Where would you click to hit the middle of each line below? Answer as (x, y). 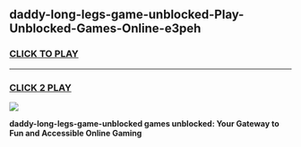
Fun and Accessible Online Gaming (76, 133)
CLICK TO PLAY (44, 54)
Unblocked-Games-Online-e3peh (105, 29)
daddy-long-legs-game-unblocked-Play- (127, 15)
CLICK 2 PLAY (40, 87)
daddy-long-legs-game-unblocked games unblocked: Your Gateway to (144, 123)
